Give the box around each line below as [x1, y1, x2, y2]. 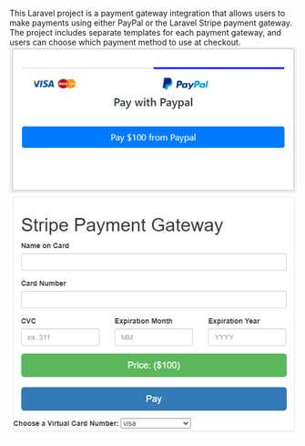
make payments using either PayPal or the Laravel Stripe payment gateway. [9, 17, 293, 28]
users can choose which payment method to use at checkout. [9, 36, 241, 47]
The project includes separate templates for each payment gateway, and [9, 27, 282, 37]
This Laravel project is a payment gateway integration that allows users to [9, 8, 286, 18]
